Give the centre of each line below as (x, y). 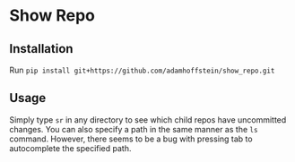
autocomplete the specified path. (70, 148)
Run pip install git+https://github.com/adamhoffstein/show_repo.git (142, 70)
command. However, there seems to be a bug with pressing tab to (131, 139)
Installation (41, 49)
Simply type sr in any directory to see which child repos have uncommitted (148, 119)
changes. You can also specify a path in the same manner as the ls (134, 129)
